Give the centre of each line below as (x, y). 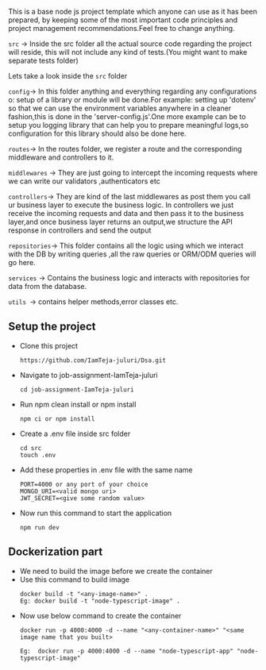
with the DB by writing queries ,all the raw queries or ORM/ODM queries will (132, 254)
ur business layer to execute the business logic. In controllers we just (121, 205)
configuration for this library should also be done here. (97, 133)
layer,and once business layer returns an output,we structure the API (120, 222)
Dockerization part (56, 552)
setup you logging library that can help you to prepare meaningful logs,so (128, 125)
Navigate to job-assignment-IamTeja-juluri (89, 375)
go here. (22, 262)
